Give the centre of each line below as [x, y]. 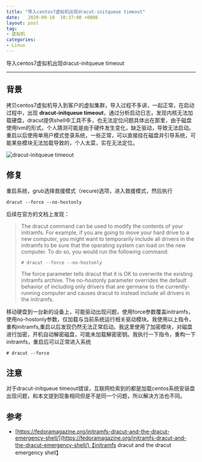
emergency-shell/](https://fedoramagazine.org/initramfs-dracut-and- [101, 438]
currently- [178, 287]
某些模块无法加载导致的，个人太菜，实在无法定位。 [75, 142]
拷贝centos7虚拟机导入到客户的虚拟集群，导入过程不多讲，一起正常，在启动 [100, 105]
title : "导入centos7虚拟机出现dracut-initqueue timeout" [76, 12]
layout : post [23, 23]
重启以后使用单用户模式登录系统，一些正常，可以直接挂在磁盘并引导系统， [98, 135]
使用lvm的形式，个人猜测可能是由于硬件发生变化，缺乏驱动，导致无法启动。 [100, 127]
